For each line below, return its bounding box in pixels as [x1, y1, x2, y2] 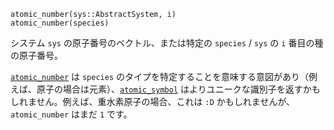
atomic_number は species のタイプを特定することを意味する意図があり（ [10, 71, 310, 82]
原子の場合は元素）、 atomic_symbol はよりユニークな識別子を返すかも [36, 83, 321, 95]
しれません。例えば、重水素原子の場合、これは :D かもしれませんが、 [10, 96, 296, 107]
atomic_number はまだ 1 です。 [10, 108, 133, 120]
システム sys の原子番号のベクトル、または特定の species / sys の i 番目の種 [10, 37, 324, 49]
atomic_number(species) [10, 18, 110, 28]
